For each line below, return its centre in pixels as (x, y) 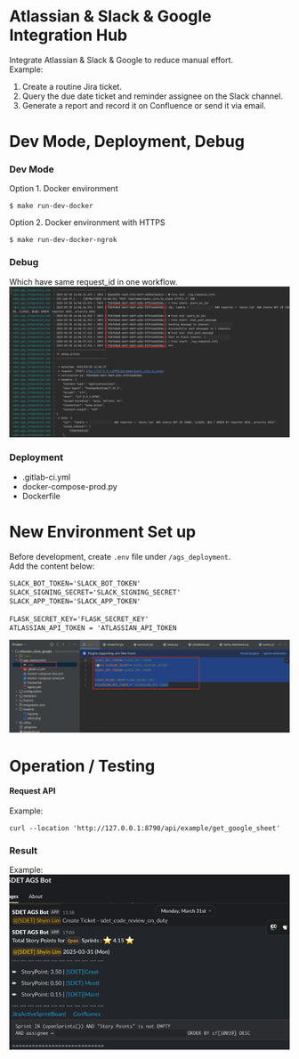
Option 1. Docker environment (64, 189)
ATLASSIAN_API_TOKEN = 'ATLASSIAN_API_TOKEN (93, 628)
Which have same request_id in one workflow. (93, 281)
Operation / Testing (82, 766)
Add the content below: (52, 566)
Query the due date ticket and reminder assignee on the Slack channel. (152, 96)
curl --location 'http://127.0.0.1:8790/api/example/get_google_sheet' (145, 828)
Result (24, 850)
